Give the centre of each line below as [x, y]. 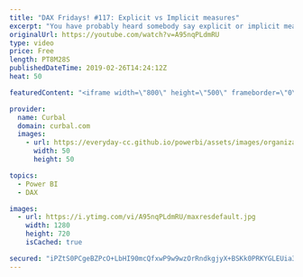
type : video [32, 43]
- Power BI [38, 184]
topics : [24, 175]
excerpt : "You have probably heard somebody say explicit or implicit [145, 26]
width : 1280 [48, 226]
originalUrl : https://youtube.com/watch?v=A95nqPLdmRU [115, 34]
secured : [26, 258]
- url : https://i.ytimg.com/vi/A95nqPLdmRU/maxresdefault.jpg [137, 217]
